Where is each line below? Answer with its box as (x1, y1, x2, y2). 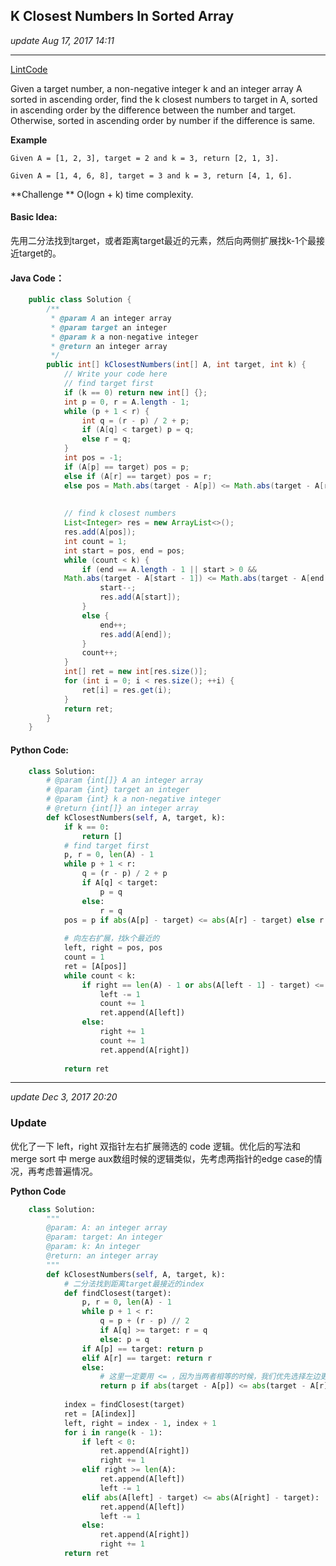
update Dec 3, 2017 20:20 (10, 1091, 118, 1103)
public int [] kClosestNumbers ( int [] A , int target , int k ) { (46, 360, 307, 370)
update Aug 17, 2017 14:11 (10, 34, 115, 46)
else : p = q (99, 1334, 150, 1344)
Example (10, 134, 48, 146)
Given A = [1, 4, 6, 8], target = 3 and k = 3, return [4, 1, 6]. (10, 170, 293, 181)
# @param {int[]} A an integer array (46, 775, 203, 786)
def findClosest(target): (63, 1288, 172, 1298)
